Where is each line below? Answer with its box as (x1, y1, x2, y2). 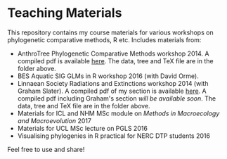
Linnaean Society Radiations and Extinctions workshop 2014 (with (17, 79, 209, 87)
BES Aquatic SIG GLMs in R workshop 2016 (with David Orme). (17, 72, 199, 80)
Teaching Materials (7, 5, 122, 21)
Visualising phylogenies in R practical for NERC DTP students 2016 (17, 132, 211, 140)
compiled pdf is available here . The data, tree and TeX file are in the (17, 56, 214, 65)
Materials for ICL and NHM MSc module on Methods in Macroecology (17, 109, 220, 117)
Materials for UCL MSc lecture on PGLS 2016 (17, 124, 148, 132)
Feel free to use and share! (7, 145, 85, 153)
